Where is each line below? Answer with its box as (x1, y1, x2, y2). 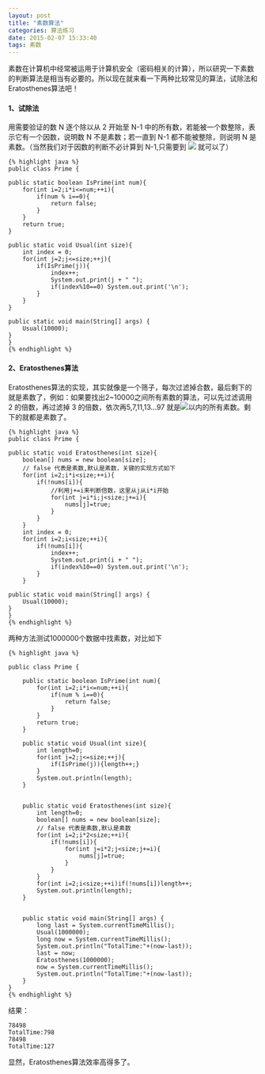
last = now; (36, 949, 77, 957)
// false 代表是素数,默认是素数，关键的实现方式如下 (22, 464, 176, 472)
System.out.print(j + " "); (50, 276, 144, 284)
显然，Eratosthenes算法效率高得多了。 (8, 1057, 134, 1067)
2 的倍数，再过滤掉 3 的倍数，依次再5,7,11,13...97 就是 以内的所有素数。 (8, 402, 244, 412)
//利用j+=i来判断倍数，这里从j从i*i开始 (50, 486, 168, 494)
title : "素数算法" (8, 19, 65, 27)
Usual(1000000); (36, 928, 90, 936)
